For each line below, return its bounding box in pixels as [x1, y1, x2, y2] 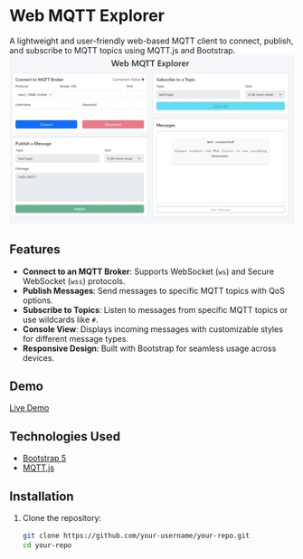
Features [9, 242, 61, 258]
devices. [22, 352, 55, 363]
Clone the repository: [22, 512, 102, 523]
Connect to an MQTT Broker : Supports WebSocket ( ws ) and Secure [22, 266, 274, 277]
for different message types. [22, 333, 129, 344]
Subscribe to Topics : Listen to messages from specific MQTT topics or [22, 304, 289, 315]
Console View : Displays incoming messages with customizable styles [22, 323, 283, 335]
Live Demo [9, 403, 50, 413]
